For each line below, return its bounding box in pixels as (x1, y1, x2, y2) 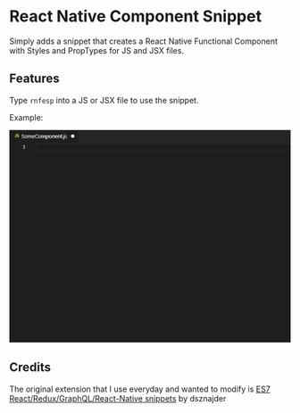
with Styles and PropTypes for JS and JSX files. (9, 45, 185, 55)
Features (9, 71, 60, 87)
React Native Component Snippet (9, 6, 262, 27)
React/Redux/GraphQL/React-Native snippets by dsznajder (9, 392, 227, 403)
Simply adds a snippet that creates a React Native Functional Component (9, 36, 279, 46)
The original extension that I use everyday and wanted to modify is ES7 (9, 384, 271, 394)
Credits (9, 359, 52, 376)
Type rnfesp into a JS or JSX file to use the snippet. (9, 95, 199, 105)
